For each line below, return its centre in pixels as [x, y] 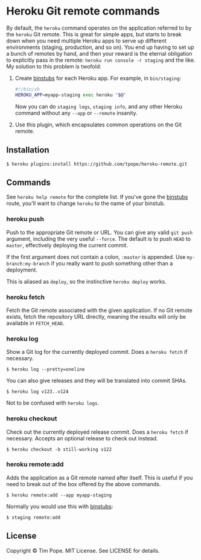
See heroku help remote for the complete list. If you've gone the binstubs [97, 197]
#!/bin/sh [27, 89]
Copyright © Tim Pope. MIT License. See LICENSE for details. [83, 550]
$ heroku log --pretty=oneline [46, 370]
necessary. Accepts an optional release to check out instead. [82, 438]
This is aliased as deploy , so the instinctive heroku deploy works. [87, 281]
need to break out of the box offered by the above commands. [84, 484]
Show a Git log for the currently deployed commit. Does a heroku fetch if [97, 352]
